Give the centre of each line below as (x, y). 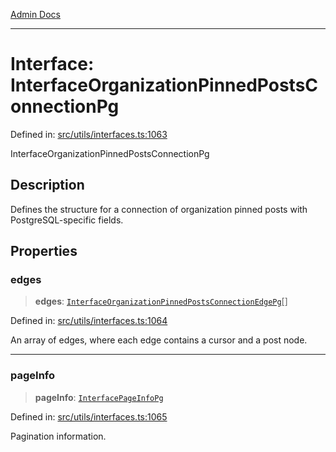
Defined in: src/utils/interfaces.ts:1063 (89, 134)
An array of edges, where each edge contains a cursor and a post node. (159, 340)
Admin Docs (35, 14)
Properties (44, 251)
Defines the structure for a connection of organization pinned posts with (159, 209)
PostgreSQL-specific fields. (67, 220)
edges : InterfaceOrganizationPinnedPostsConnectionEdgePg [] (161, 301)
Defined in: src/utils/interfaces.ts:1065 (89, 416)
